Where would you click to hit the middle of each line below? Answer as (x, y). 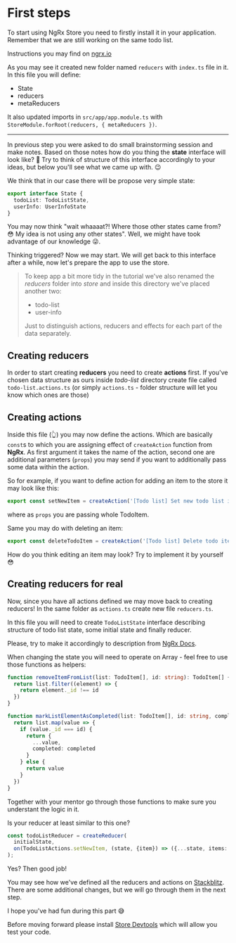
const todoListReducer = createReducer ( (67, 835)
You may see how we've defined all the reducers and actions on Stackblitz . (116, 882)
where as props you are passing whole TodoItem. (78, 514)
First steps (39, 13)
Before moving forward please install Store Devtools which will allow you (112, 924)
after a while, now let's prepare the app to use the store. (88, 262)
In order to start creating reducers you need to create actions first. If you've (118, 373)
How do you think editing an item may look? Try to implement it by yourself (116, 555)
